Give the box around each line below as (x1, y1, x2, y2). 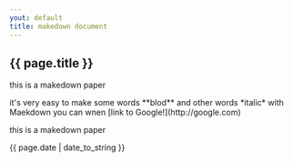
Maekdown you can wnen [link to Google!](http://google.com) (9, 106, 241, 118)
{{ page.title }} (9, 56, 94, 71)
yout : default (9, 13, 64, 23)
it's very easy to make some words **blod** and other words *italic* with (9, 97, 285, 108)
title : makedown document (9, 22, 107, 31)
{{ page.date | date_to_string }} (9, 142, 126, 153)
